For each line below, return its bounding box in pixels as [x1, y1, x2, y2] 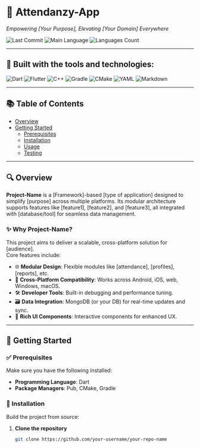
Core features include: [6, 251, 61, 258]
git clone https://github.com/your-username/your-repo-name [14, 436, 167, 442]
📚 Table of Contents [6, 99, 85, 109]
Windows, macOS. [14, 282, 61, 289]
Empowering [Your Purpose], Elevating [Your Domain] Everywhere [6, 25, 169, 32]
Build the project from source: [6, 413, 79, 420]
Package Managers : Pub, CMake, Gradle [14, 385, 116, 392]
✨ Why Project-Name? [6, 225, 73, 234]
